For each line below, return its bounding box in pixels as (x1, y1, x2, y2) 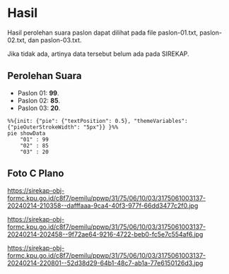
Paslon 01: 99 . (17, 88, 59, 97)
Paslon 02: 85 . (17, 96, 61, 105)
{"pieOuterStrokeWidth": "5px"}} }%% (7, 124, 119, 131)
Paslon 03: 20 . (17, 104, 61, 112)
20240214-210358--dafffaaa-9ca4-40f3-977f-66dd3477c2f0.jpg (7, 201, 199, 210)
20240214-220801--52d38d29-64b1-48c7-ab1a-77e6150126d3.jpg (7, 258, 204, 267)
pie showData (7, 129, 46, 137)
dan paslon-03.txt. (28, 35, 82, 44)
